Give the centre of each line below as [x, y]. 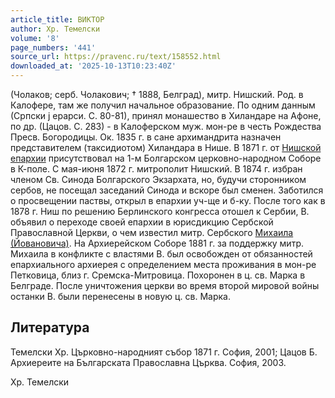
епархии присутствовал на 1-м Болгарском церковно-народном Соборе [166, 158]
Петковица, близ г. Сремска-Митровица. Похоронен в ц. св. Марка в [158, 275]
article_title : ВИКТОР [57, 19]
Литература [50, 327]
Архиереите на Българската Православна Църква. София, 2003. [148, 362]
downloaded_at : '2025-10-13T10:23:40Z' [93, 66]
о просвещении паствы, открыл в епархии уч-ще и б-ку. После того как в [168, 200]
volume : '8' [35, 38]
